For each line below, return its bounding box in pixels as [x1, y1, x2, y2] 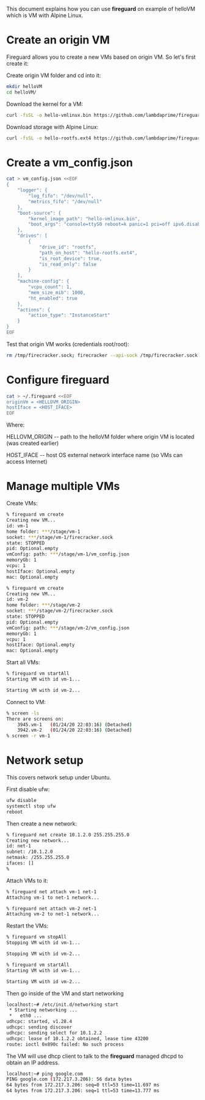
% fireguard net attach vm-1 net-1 [6, 888, 97, 895]
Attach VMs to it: [6, 877, 49, 884]
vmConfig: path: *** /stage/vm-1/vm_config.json [6, 551, 130, 557]
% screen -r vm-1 [6, 733, 51, 739]
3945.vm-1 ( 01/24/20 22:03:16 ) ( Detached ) [17, 721, 132, 727]
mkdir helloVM [6, 83, 43, 89]
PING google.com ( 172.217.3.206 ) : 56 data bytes [6, 1076, 132, 1082]
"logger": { [17, 187, 48, 193]
